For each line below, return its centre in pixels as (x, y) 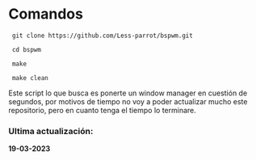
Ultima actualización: (51, 131)
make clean (30, 78)
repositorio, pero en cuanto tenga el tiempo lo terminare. (102, 110)
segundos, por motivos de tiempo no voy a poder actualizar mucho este (128, 101)
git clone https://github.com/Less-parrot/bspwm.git (103, 36)
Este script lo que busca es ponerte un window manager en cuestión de (128, 93)
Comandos (46, 14)
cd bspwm (27, 49)
